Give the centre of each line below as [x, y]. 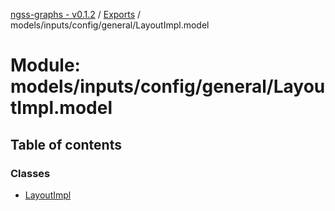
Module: [45, 65]
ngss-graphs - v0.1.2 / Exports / [76, 14]
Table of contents [66, 144]
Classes [30, 173]
